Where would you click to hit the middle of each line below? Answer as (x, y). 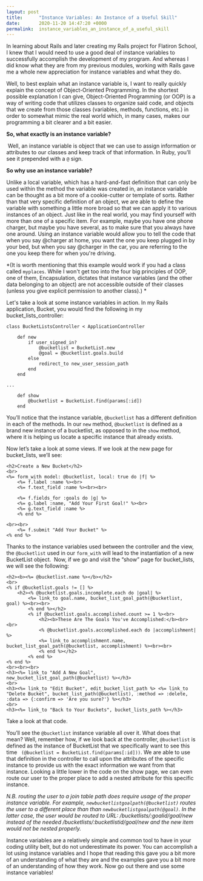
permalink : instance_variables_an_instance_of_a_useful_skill (88, 29)
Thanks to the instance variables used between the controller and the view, (100, 546)
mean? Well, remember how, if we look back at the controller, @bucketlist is (101, 740)
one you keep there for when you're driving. (61, 253)
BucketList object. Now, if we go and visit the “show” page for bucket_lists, (101, 560)
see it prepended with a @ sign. (45, 159)
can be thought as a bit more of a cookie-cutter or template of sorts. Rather (101, 196)
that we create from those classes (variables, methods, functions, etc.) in (98, 109)
